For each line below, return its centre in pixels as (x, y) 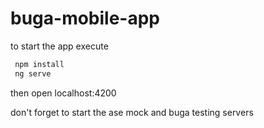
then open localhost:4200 (63, 93)
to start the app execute (59, 46)
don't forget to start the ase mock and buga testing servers (132, 112)
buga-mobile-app (85, 18)
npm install (39, 64)
